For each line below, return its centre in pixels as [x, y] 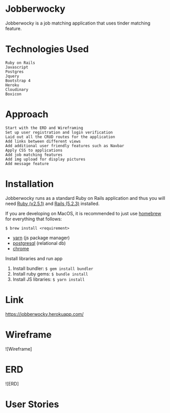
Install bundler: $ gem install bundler [53, 268]
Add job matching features [34, 155]
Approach [27, 114]
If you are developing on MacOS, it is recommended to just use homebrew [83, 213]
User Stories [32, 404]
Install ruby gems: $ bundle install [50, 273]
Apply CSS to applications [34, 150]
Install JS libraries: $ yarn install [49, 279]
